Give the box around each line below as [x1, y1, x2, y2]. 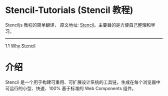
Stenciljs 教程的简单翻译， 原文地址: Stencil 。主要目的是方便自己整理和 [5, 22, 151, 28]
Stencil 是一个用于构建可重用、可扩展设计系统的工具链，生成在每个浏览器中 [5, 79, 161, 85]
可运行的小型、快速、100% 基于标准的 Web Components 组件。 [5, 85, 136, 91]
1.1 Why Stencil [5, 43, 36, 49]
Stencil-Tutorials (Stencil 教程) [5, 4, 133, 16]
